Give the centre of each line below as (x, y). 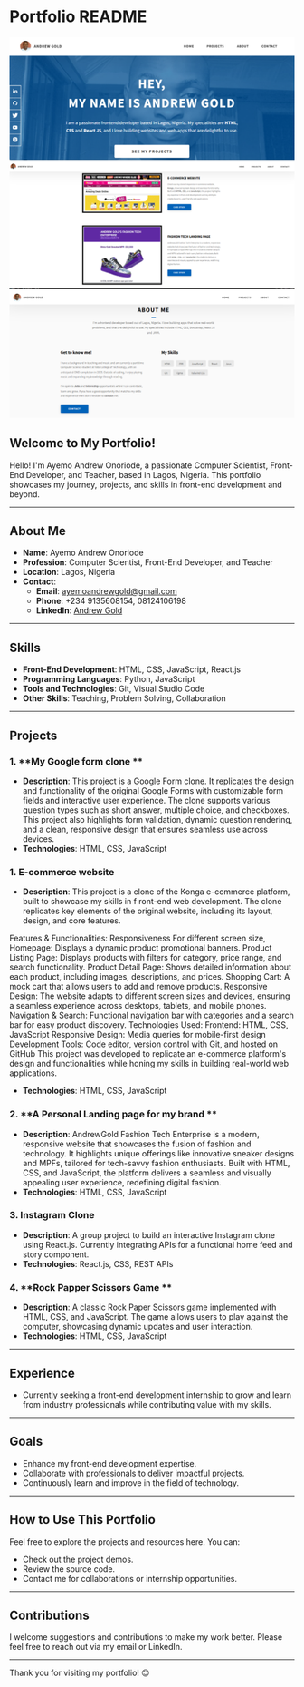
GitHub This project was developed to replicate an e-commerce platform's (148, 1054)
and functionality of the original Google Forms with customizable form (153, 790)
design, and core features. (71, 921)
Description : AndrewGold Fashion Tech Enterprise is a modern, (141, 1134)
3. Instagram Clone (52, 1215)
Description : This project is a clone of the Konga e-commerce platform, (156, 892)
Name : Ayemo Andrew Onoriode (83, 553)
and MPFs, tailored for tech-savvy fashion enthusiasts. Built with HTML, (156, 1163)
